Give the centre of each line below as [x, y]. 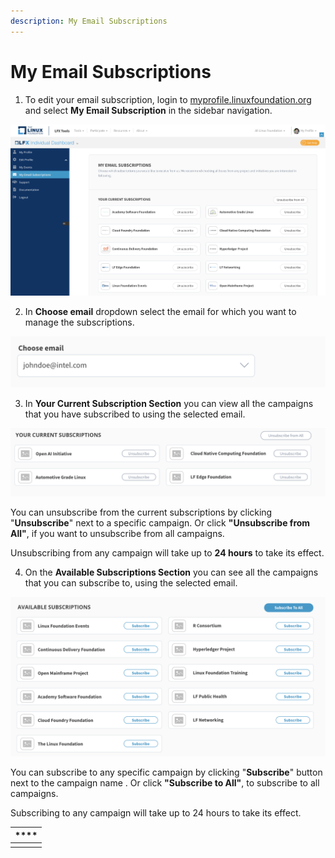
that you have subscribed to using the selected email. [135, 414]
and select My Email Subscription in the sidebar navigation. [148, 110]
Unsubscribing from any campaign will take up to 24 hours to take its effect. [167, 553]
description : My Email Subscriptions [89, 21]
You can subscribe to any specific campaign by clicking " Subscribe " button [166, 772]
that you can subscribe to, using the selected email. [131, 583]
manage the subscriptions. [79, 322]
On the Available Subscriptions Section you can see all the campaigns [171, 572]
